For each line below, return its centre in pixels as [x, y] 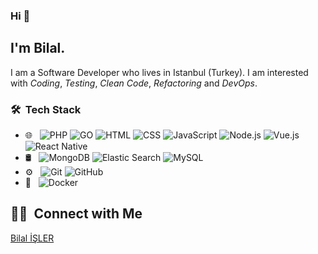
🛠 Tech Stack [46, 109]
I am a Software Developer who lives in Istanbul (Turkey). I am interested [159, 72]
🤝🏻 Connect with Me [76, 214]
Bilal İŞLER [32, 238]
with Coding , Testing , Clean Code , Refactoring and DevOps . [134, 83]
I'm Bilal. [38, 48]
